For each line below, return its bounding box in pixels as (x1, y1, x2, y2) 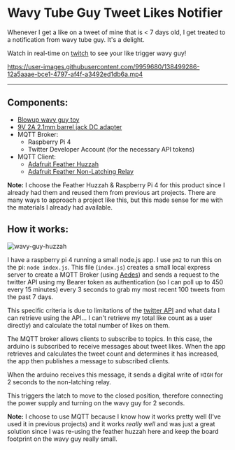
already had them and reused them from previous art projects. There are (7, 188, 216, 196)
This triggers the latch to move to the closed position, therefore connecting (7, 391, 224, 400)
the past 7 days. (7, 292, 54, 301)
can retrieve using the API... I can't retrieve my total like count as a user (7, 313, 213, 322)
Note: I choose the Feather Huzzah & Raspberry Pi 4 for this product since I (7, 180, 225, 189)
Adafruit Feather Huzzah (27, 159, 99, 168)
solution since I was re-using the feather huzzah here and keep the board (7, 427, 219, 435)
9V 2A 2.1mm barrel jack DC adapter (17, 122, 122, 131)
